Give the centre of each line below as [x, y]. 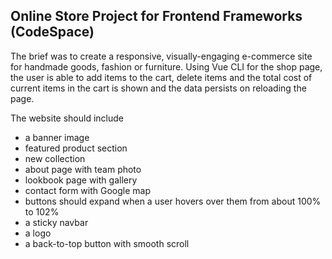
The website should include [67, 118]
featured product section [76, 148]
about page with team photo [83, 169]
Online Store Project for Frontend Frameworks [156, 16]
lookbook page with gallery [81, 180]
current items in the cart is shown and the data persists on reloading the [158, 88]
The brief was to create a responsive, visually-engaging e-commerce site [161, 56]
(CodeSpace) [52, 32]
